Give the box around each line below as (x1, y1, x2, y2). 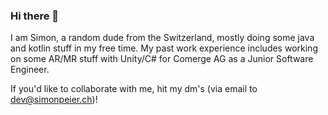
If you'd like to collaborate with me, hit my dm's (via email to (10, 83, 258, 95)
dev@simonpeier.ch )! (10, 94, 98, 106)
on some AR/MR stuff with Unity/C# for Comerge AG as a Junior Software (10, 53, 314, 65)
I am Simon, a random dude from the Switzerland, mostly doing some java (10, 32, 315, 44)
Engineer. (10, 64, 50, 76)
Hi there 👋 (10, 9, 60, 23)
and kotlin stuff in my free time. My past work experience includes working (10, 42, 318, 54)
